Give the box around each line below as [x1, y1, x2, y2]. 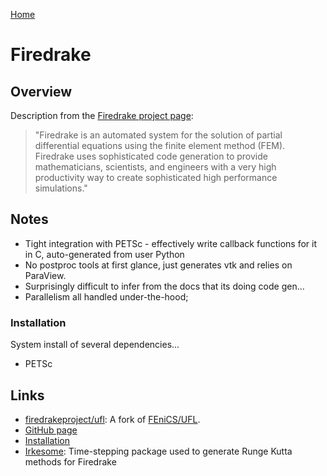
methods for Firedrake [24, 455, 117, 468]
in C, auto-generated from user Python [24, 248, 185, 260]
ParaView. [24, 269, 67, 281]
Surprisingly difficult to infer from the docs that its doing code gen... [24, 280, 305, 292]
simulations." [34, 182, 88, 194]
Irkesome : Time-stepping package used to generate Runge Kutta [24, 445, 293, 457]
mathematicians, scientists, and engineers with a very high [34, 161, 277, 173]
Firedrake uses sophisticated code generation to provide [34, 150, 268, 162]
